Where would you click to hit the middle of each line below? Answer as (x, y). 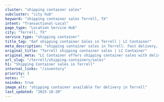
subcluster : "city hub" (29, 14)
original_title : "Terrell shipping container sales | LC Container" (76, 51)
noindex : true (20, 82)
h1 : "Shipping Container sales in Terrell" (50, 64)
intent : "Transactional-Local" (37, 23)
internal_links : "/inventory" (36, 69)
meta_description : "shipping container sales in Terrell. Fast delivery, (82, 46)
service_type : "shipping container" (42, 37)
